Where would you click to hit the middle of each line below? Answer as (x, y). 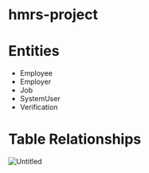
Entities (34, 51)
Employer (35, 82)
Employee (36, 73)
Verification (39, 107)
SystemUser (40, 99)
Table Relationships (75, 139)
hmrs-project (53, 15)
